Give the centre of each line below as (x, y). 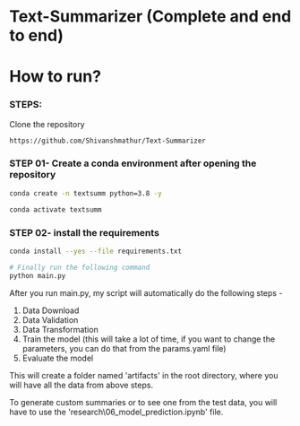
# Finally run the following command (80, 267)
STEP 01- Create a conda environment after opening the (133, 163)
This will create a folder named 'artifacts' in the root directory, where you (144, 375)
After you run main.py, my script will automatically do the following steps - (146, 292)
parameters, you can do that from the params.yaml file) (124, 348)
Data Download (51, 310)
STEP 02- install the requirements (84, 232)
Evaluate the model (58, 358)
